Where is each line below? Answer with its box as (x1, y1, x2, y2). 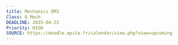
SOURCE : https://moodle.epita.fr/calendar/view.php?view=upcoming (6, 30, 173, 36)
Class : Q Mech (6, 14, 41, 20)
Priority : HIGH (6, 25, 44, 31)
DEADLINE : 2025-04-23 (6, 19, 60, 25)
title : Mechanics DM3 (6, 8, 60, 15)
